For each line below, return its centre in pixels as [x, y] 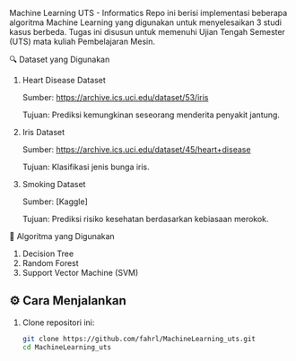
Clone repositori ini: [58, 322]
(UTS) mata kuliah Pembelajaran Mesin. [82, 41]
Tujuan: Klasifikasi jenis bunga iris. [86, 167]
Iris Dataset [44, 132]
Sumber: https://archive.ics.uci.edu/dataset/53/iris [115, 97]
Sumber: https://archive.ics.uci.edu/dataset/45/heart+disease [136, 150]
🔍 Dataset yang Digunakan [60, 59]
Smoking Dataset [54, 184]
